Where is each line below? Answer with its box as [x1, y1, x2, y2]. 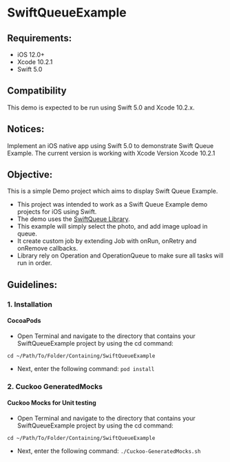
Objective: [7, 169, 53, 180]
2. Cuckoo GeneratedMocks [7, 381, 103, 391]
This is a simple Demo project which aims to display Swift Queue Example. [7, 187, 218, 196]
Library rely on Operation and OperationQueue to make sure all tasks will [17, 251, 224, 260]
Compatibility [7, 85, 67, 97]
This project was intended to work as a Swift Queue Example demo [17, 200, 208, 209]
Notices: [7, 123, 45, 135]
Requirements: [7, 32, 72, 44]
